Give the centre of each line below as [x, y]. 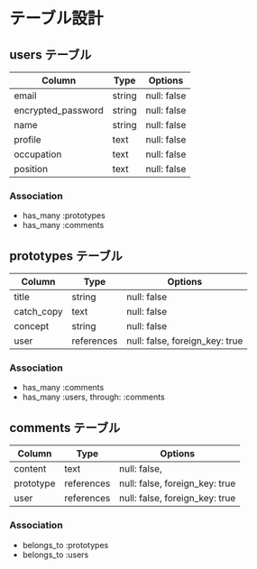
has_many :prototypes [64, 216]
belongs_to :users [55, 555]
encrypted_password [59, 110]
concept [32, 326]
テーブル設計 [56, 18]
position [31, 169]
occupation [38, 154]
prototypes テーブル [66, 256]
